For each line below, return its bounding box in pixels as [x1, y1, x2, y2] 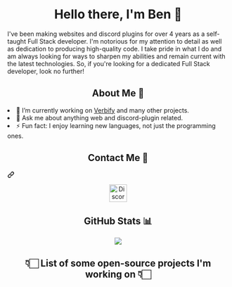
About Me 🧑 [91, 87, 145, 99]
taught [7, 37, 27, 45]
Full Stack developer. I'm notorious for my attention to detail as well [27, 37, 222, 45]
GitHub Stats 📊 [84, 215, 153, 227]
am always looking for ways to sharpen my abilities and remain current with [7, 52, 226, 60]
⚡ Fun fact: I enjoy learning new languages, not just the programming [16, 121, 216, 129]
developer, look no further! [7, 67, 84, 75]
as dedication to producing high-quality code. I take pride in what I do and [7, 44, 222, 53]
